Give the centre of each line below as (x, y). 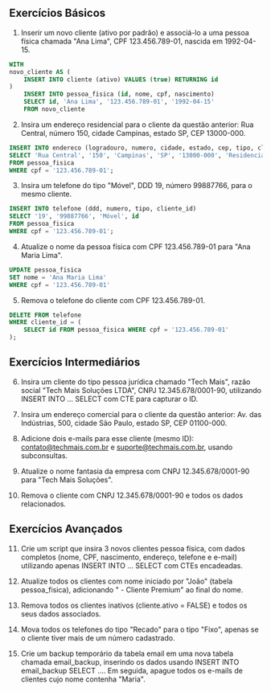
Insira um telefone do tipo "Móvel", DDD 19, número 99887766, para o (136, 186)
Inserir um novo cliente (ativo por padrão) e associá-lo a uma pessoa (135, 32)
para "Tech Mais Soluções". (67, 479)
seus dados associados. (61, 613)
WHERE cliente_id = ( (45, 322)
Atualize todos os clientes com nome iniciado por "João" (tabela (127, 581)
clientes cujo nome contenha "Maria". (83, 679)
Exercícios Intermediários (75, 362)
